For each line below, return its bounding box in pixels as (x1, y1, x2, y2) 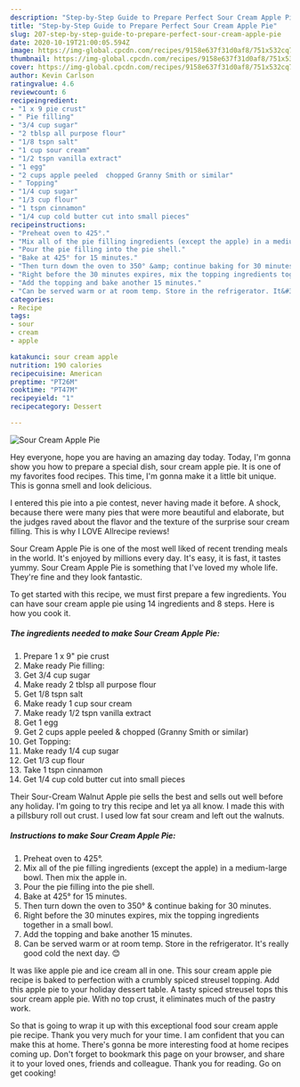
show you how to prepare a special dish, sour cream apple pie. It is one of (10, 461, 281, 472)
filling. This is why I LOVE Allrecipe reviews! (10, 525, 170, 536)
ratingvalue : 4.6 (10, 79, 75, 88)
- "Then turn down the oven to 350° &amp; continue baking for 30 (10, 262, 262, 271)
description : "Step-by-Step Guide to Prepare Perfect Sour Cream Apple (10, 12, 281, 22)
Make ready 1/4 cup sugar (22, 745, 119, 756)
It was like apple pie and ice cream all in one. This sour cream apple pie (10, 965, 272, 976)
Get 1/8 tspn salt (22, 688, 84, 699)
